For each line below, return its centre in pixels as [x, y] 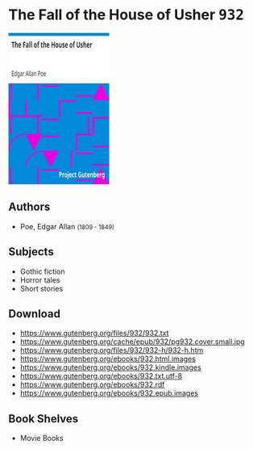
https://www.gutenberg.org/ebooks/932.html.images [108, 359]
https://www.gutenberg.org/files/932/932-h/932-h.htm [112, 350]
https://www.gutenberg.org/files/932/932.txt [94, 334]
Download [34, 314]
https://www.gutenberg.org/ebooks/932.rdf [92, 384]
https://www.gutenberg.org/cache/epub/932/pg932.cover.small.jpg [133, 342]
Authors [29, 207]
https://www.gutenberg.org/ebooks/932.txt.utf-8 [101, 376]
